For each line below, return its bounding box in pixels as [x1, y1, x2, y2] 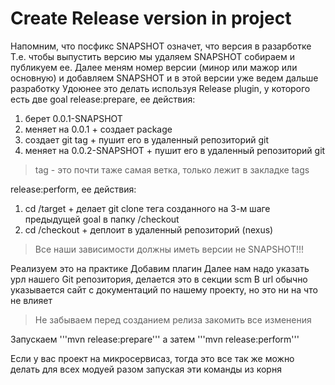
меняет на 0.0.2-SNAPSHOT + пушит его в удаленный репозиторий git [24, 144, 326, 156]
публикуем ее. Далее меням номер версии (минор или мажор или [10, 61, 298, 73]
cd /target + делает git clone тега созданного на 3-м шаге [24, 202, 271, 214]
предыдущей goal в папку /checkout [24, 213, 180, 225]
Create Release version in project [10, 7, 292, 30]
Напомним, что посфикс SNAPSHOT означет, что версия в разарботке [10, 40, 312, 52]
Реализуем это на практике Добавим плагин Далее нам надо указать [10, 262, 310, 274]
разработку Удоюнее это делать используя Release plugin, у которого [10, 82, 311, 94]
